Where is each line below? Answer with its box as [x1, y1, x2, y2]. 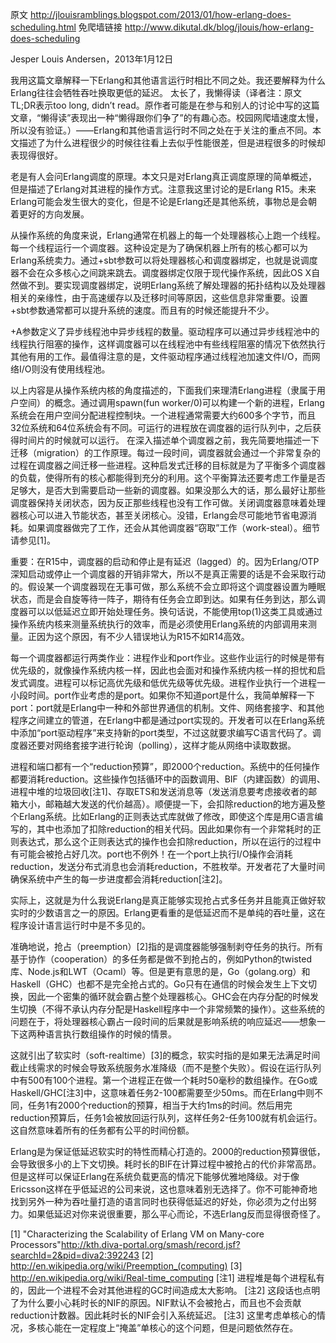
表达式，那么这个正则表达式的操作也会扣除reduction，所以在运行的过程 [18, 836, 313, 847]
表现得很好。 [10, 149, 63, 161]
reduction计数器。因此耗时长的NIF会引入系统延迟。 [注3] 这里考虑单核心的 [10, 1309, 317, 1321]
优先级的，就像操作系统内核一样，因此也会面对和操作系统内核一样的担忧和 [10, 664, 317, 676]
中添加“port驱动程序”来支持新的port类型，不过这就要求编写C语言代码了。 [10, 727, 313, 738]
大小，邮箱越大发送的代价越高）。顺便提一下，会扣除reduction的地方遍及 [18, 798, 317, 810]
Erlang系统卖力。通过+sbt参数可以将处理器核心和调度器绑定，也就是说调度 [10, 254, 318, 266]
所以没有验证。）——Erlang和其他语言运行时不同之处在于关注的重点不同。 [10, 124, 313, 136]
